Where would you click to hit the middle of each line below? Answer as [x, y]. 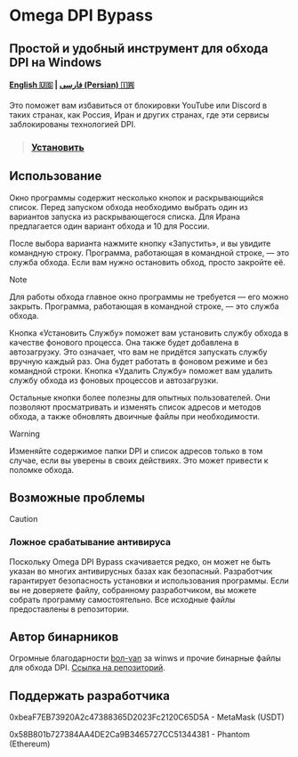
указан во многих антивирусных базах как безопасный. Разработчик [141, 571]
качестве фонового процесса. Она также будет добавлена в [124, 342]
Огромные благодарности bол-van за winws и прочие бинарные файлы [145, 658]
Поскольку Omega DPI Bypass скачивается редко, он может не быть [140, 561]
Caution [24, 519]
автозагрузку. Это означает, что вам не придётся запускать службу [138, 352]
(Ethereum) [30, 744]
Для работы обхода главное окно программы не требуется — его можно [149, 297]
